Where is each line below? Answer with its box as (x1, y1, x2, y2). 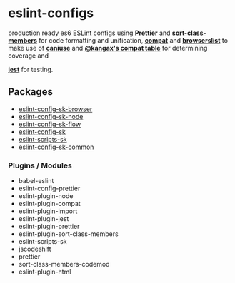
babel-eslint (18, 177, 54, 185)
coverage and (8, 51, 49, 60)
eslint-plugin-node (18, 192, 74, 200)
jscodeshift (18, 245, 52, 254)
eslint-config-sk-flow (18, 120, 81, 128)
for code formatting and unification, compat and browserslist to (39, 36, 228, 44)
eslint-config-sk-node (18, 112, 84, 120)
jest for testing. (8, 65, 54, 73)
